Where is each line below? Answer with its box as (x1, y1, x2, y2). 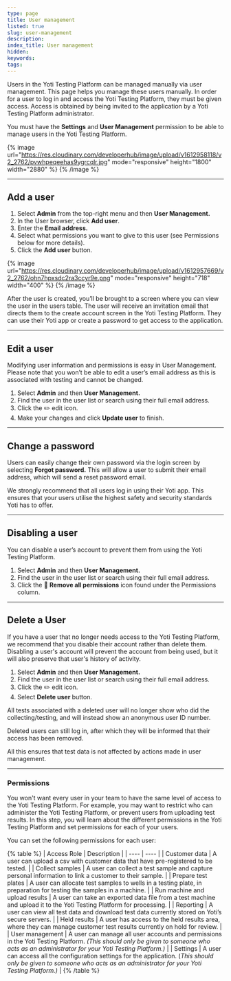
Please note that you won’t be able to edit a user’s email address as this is (7, 368, 217, 376)
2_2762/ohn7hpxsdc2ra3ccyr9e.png (7, 274, 111, 282)
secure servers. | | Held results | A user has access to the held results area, (7, 915, 221, 923)
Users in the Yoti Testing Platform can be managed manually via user (7, 80, 203, 88)
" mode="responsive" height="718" (109, 274, 211, 282)
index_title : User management (7, 42, 94, 49)
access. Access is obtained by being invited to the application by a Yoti (7, 102, 208, 110)
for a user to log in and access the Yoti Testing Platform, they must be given (7, 94, 222, 103)
